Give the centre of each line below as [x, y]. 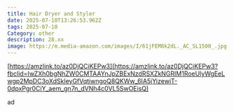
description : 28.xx [36, 40]
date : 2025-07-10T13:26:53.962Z [54, 20]
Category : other [31, 33]
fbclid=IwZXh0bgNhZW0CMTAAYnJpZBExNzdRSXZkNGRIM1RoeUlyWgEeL [116, 73]
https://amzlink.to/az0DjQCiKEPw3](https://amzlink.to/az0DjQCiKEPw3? [114, 66]
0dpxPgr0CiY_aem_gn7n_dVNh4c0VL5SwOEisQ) [78, 89]
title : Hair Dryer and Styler [51, 14]
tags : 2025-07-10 [33, 27]
